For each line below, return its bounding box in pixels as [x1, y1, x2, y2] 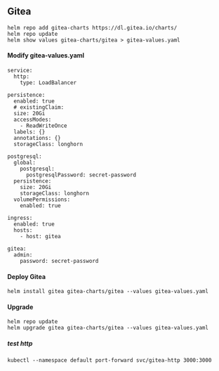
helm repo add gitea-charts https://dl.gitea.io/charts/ [7, 24, 178, 31]
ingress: [7, 214, 33, 222]
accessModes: [13, 116, 52, 124]
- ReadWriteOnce [20, 122, 68, 129]
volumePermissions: [13, 196, 71, 203]
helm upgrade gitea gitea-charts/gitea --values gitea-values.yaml [7, 325, 209, 332]
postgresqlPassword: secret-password [25, 171, 137, 178]
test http [7, 339, 33, 348]
